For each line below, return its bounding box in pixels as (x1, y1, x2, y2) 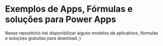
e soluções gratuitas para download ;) (5, 35, 81, 41)
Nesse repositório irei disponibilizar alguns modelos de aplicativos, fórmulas (5, 30, 159, 36)
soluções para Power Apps (5, 14, 116, 25)
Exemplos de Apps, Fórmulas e (5, 3, 133, 15)
